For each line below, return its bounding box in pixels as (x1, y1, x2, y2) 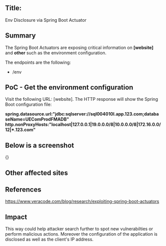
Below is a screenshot (5, 141, 74, 150)
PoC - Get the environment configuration (5, 83, 133, 92)
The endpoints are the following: (5, 59, 71, 65)
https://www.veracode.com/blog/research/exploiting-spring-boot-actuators (5, 199, 160, 205)
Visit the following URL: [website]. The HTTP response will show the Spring (5, 96, 158, 102)
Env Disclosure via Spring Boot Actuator (5, 17, 86, 23)
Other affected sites (5, 168, 68, 177)
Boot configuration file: (5, 101, 52, 108)
